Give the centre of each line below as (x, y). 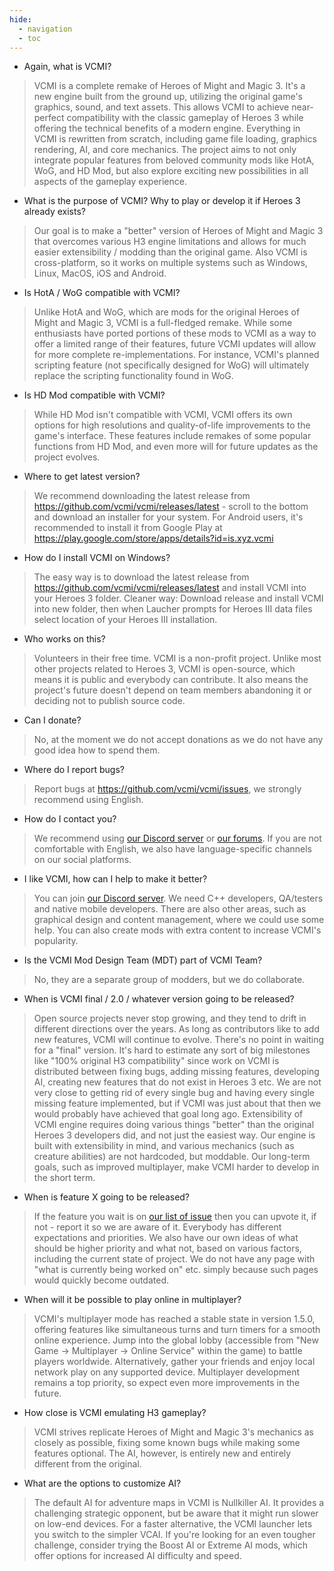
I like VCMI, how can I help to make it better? (115, 879)
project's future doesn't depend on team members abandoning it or (172, 690)
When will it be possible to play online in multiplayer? (132, 1300)
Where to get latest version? (82, 477)
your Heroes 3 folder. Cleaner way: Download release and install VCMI (178, 598)
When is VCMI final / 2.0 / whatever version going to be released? (159, 999)
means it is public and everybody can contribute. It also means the (171, 680)
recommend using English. (88, 800)
